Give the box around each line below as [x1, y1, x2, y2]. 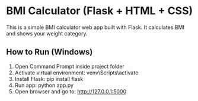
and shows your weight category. [6, 30, 88, 37]
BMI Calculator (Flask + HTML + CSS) [6, 4, 193, 18]
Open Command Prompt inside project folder [14, 63, 124, 70]
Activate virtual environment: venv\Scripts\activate [14, 69, 139, 76]
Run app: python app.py [14, 82, 74, 89]
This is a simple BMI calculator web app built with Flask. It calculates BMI [6, 24, 185, 31]
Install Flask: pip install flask [14, 75, 84, 82]
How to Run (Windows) [6, 47, 93, 57]
